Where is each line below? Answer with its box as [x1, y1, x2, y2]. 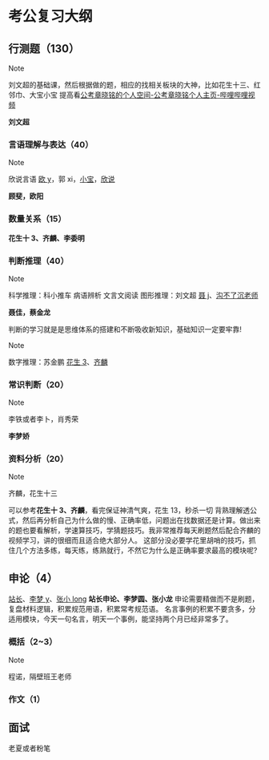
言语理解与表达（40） [8, 139, 94, 150]
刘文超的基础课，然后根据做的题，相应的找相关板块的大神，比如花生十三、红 [8, 80, 261, 89]
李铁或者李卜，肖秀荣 [8, 414, 78, 424]
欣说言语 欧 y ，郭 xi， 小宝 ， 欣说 [8, 174, 115, 184]
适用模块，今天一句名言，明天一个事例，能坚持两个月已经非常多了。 [8, 614, 233, 624]
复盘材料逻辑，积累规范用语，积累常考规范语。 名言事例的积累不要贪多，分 [8, 604, 256, 614]
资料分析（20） [8, 454, 69, 465]
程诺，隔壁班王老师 [8, 671, 72, 681]
